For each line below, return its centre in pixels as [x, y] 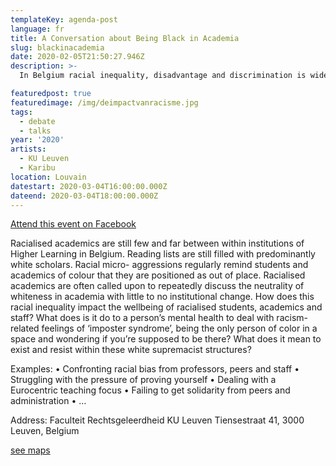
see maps [30, 450]
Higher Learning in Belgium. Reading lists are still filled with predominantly [163, 254]
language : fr [37, 29]
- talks [35, 131]
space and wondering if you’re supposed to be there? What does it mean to [166, 339]
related [25, 328]
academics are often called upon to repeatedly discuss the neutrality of [157, 286]
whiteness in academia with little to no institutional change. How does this [162, 297]
